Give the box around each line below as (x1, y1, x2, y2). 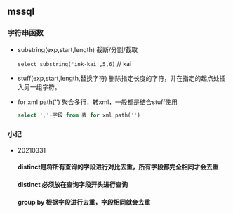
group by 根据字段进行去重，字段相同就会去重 (17, 198, 151, 206)
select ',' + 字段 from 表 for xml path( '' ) (17, 112, 140, 119)
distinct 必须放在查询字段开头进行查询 (17, 181, 128, 189)
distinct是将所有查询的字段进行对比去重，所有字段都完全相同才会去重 (17, 163, 219, 172)
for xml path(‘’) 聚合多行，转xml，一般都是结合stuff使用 (17, 98, 178, 106)
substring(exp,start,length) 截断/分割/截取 (17, 45, 138, 53)
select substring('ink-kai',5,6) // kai (17, 59, 132, 67)
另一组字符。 (23, 82, 61, 91)
